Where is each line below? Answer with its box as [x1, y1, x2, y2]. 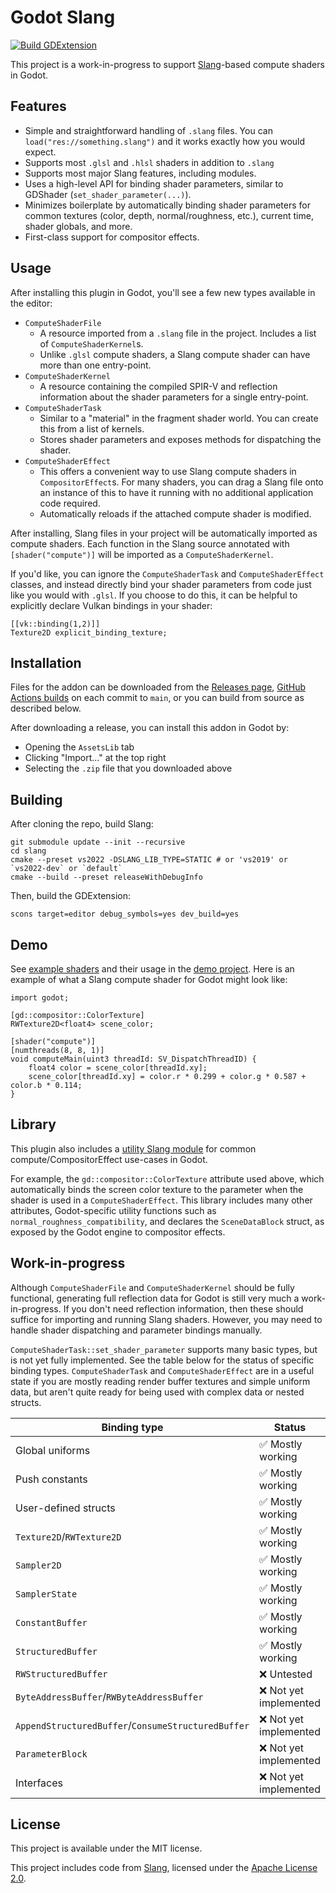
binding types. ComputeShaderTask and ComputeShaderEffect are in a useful [10, 1364, 315, 1376]
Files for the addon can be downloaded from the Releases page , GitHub [10, 681, 306, 693]
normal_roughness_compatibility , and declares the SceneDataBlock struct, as [10, 1215, 325, 1227]
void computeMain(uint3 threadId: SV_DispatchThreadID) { [10, 1054, 257, 1064]
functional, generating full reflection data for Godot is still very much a [10, 1292, 300, 1304]
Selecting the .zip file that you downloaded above [24, 762, 233, 775]
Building [10, 791, 63, 808]
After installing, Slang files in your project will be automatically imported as [10, 527, 318, 539]
